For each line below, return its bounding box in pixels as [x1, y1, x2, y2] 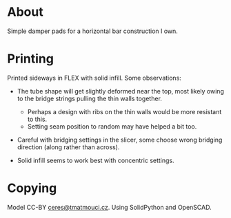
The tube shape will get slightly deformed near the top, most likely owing [17, 87, 224, 95]
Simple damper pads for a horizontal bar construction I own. [7, 27, 178, 35]
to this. [27, 115, 48, 123]
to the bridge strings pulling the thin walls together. [17, 94, 162, 102]
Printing [7, 51, 54, 67]
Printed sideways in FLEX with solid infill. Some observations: [7, 74, 181, 82]
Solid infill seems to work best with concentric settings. [17, 156, 174, 164]
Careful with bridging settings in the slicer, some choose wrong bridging [17, 135, 223, 144]
